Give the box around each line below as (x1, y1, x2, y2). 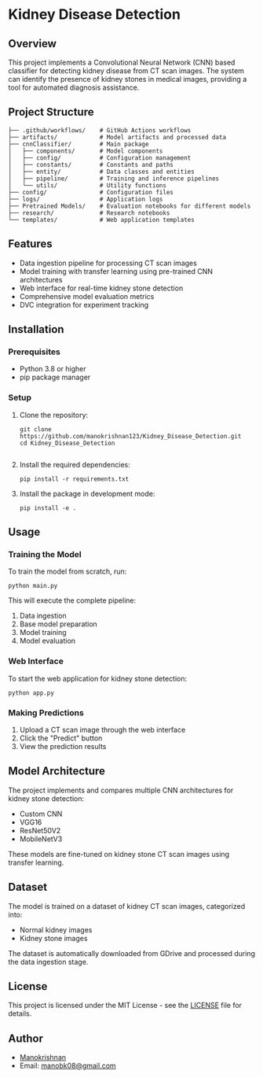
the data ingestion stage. (8, 957, 89, 966)
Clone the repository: (19, 410, 89, 419)
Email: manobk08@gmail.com (19, 1061, 116, 1071)
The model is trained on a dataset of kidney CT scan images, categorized (8, 901, 246, 910)
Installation (8, 323, 64, 336)
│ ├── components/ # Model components (8, 147, 163, 155)
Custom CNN (19, 809, 63, 818)
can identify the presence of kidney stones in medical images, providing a (8, 75, 247, 83)
